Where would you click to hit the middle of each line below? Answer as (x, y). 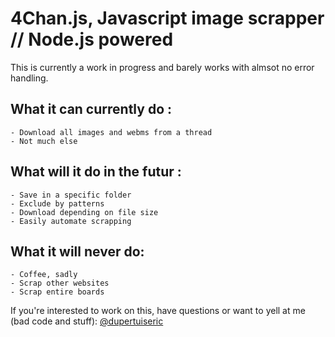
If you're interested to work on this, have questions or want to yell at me (158, 311)
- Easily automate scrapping (71, 221)
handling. (29, 78)
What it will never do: (77, 251)
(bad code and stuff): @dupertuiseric (87, 321)
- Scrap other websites (60, 283)
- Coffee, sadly (44, 275)
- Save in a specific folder (71, 195)
